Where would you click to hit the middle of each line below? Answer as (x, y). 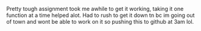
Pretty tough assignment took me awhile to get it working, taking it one (95, 9)
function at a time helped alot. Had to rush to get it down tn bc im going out (100, 15)
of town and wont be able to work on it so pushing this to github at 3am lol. (100, 22)
